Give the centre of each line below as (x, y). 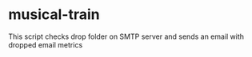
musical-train (54, 15)
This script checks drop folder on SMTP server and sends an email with (126, 36)
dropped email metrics (46, 44)
